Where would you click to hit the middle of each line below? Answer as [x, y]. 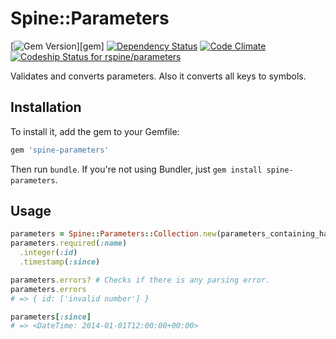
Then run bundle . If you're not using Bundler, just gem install [136, 169]
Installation [46, 107]
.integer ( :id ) [48, 253]
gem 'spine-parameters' [60, 150]
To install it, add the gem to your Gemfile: [95, 131]
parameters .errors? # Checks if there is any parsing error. [140, 280]
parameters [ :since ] [51, 317]
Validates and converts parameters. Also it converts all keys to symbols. [158, 76]
